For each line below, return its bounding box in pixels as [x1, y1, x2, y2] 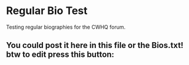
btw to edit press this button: [6, 50, 115, 60]
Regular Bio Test [6, 4, 88, 18]
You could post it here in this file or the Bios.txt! [6, 40, 184, 50]
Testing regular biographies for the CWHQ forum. [6, 23, 126, 30]
